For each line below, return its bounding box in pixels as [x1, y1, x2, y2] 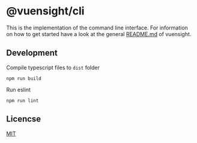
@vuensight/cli [6, 4, 85, 18]
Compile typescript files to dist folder [6, 64, 100, 71]
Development [6, 48, 58, 58]
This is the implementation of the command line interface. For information [6, 24, 188, 31]
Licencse [6, 114, 41, 124]
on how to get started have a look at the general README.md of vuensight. [6, 30, 192, 37]
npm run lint [6, 97, 39, 103]
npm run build [6, 75, 42, 82]
